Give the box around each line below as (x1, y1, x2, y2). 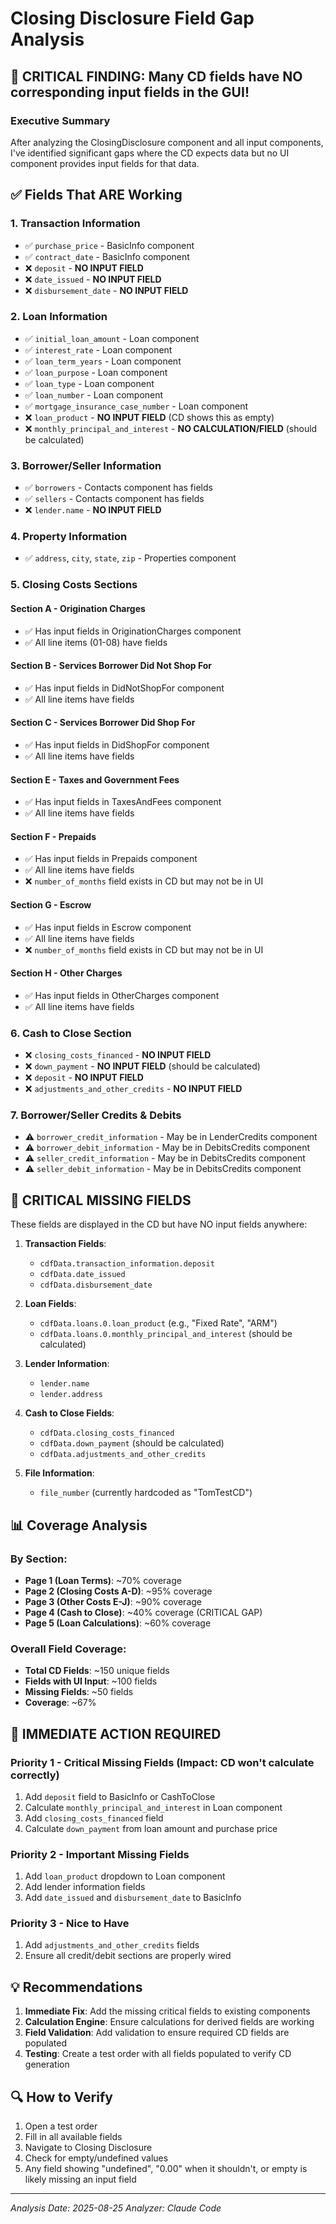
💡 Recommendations (10, 1978, 143, 1996)
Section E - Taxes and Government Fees (10, 773, 180, 786)
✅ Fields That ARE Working (10, 187, 183, 204)
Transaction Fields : (24, 1238, 107, 1250)
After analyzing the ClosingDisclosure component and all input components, (10, 136, 324, 148)
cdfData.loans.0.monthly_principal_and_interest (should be (39, 1328, 293, 1340)
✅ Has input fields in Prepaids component (24, 853, 198, 865)
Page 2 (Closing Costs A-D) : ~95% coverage (24, 1585, 213, 1597)
